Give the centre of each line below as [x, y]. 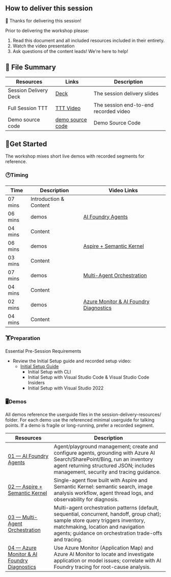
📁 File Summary [31, 68]
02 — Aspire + [25, 487]
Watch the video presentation [44, 46]
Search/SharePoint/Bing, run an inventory [103, 459]
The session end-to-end [123, 105]
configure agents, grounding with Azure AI [104, 453]
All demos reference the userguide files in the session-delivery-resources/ [83, 414]
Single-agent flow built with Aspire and [101, 480]
